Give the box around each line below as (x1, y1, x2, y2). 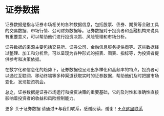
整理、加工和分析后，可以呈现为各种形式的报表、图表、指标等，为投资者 (9, 50, 155, 56)
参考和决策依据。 (9, 56, 44, 62)
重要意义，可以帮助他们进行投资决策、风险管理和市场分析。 (9, 34, 129, 39)
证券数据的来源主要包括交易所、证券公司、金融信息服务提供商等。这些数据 (5, 44, 155, 50)
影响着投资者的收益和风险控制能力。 (5, 95, 78, 101)
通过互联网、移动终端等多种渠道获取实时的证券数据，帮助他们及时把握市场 (9, 73, 159, 78)
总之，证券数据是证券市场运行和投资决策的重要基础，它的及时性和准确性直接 (5, 89, 159, 95)
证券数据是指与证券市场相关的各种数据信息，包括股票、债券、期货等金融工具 (5, 21, 159, 27)
